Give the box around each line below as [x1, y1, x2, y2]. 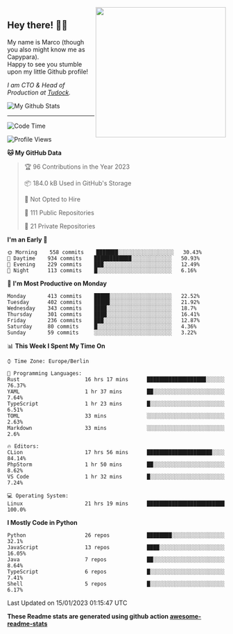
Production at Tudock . [7, 88, 71, 97]
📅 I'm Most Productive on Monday [7, 279, 107, 287]
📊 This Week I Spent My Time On [7, 342, 105, 350]
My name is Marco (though [7, 37, 85, 46]
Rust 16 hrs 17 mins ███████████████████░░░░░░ [7, 376, 225, 383]
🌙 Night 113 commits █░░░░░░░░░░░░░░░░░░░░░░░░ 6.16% [7, 267, 197, 274]
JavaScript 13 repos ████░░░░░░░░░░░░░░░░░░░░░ [7, 544, 225, 551]
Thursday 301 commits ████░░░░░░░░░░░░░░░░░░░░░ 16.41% [7, 310, 200, 318]
